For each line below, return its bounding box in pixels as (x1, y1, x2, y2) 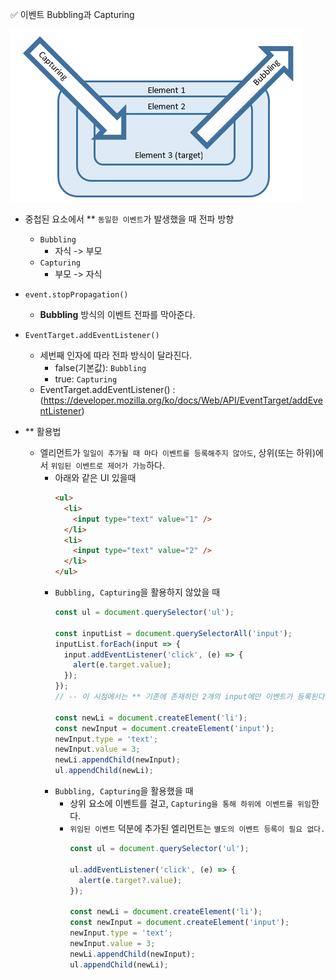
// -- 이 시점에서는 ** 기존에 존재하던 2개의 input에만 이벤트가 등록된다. (54, 692, 330, 702)
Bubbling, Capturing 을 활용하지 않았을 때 (54, 586, 221, 598)
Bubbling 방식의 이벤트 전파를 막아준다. (39, 309, 196, 320)
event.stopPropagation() (24, 290, 129, 300)
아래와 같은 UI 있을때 (54, 472, 137, 483)
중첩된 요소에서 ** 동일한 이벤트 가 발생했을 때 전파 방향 (24, 213, 235, 225)
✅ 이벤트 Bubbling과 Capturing (10, 9, 135, 20)
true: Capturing (54, 373, 118, 385)
